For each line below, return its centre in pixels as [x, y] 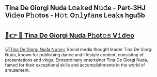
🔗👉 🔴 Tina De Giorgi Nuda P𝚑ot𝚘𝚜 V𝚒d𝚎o [70, 35]
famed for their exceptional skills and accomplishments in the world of [75, 65]
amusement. [17, 70]
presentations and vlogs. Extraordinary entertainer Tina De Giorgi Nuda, [77, 60]
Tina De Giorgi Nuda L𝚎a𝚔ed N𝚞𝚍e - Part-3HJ [75, 8]
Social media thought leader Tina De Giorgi [110, 49]
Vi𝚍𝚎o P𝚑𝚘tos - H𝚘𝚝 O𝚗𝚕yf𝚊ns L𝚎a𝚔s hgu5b [75, 16]
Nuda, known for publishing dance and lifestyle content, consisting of [74, 55]
